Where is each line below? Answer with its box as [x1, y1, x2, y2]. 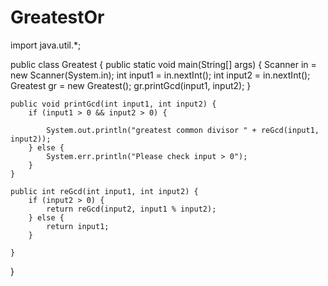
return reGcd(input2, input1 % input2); [46, 204, 217, 214]
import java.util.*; [10, 39, 82, 51]
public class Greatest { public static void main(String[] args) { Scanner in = [10, 58, 317, 70]
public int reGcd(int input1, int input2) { [10, 186, 199, 196]
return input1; [46, 221, 110, 231]
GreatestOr [10, 6, 105, 29]
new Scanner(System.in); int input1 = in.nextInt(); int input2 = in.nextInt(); [10, 69, 311, 81]
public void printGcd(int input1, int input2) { [10, 99, 217, 109]
